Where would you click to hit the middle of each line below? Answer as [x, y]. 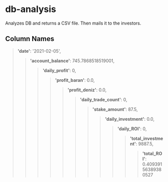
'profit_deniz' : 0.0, [87, 90]
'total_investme [146, 138]
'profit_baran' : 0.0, [75, 80]
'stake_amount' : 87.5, [115, 109]
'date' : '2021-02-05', [39, 51]
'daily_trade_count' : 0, [104, 99]
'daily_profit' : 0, [59, 70]
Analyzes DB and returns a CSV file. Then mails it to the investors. [73, 23]
